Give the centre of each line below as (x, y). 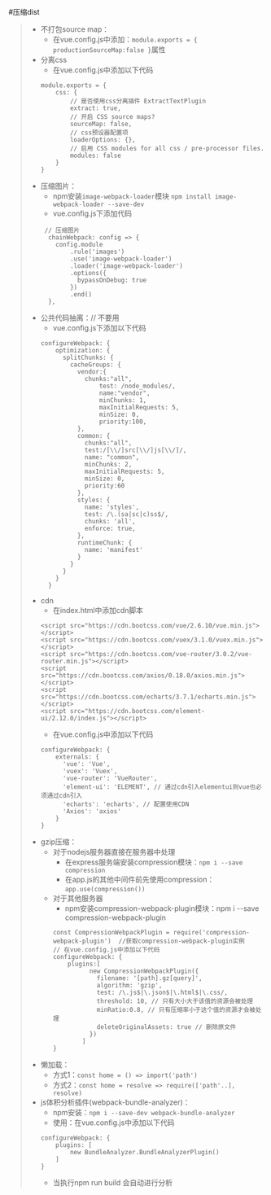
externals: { (78, 757)
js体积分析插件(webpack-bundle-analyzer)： (115, 1102)
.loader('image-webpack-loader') (126, 266)
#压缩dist (24, 12)
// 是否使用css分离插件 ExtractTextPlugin (138, 101)
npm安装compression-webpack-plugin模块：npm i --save (162, 908)
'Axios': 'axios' (92, 812)
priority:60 (105, 486)
